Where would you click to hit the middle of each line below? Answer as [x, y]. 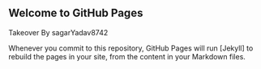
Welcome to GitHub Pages [76, 13]
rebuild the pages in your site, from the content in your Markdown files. [127, 56]
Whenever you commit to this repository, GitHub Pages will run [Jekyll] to [131, 48]
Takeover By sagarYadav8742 [58, 32]
